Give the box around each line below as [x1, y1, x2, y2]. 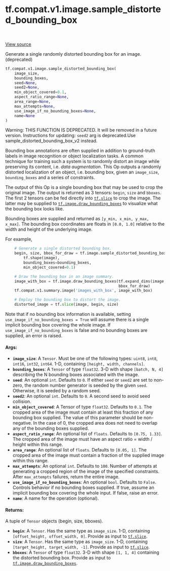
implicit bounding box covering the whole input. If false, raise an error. [12, 490, 159, 496]
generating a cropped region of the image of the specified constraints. [12, 468, 159, 474]
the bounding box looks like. [5, 206, 64, 212]
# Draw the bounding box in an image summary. [14, 274, 114, 279]
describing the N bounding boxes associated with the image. [12, 372, 139, 378]
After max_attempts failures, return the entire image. [12, 474, 120, 480]
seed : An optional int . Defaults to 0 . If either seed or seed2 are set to [12, 377, 153, 383]
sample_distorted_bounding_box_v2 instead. [5, 138, 98, 144]
